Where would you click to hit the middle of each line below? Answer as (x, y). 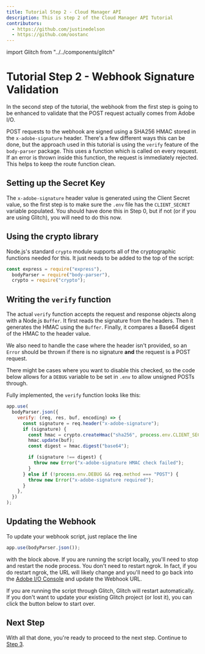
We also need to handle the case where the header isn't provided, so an (97, 345)
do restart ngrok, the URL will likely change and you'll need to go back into (100, 572)
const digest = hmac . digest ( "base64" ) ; (79, 446)
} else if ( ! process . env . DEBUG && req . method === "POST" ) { (100, 474)
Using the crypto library (52, 237)
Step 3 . (15, 644)
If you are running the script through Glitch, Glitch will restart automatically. (101, 590)
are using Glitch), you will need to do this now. (64, 217)
